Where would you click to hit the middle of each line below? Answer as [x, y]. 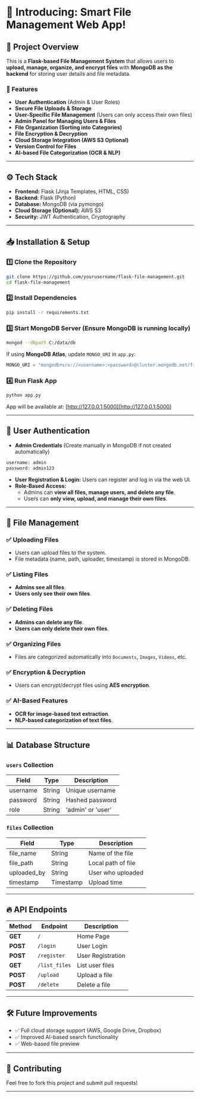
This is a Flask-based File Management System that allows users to [90, 61]
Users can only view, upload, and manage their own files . [96, 498]
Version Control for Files [46, 147]
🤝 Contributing [34, 1069]
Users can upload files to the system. [60, 553]
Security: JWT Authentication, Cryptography [70, 217]
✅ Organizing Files [34, 644]
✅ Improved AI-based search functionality [66, 1037]
